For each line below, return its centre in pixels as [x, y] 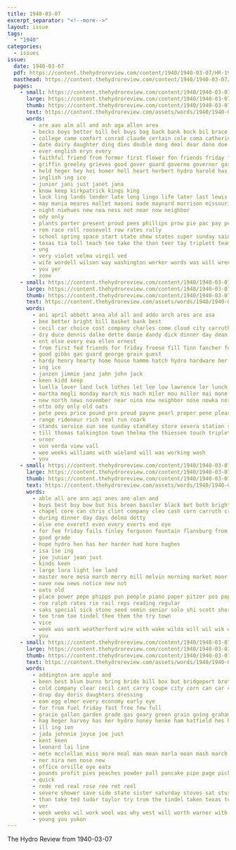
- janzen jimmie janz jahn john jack [87, 374]
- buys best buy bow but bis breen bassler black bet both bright [132, 505]
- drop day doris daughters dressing [87, 694]
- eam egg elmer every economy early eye [94, 701]
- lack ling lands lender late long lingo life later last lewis [130, 197]
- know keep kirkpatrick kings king [86, 191]
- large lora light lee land [75, 570]
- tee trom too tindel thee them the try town [102, 616]
